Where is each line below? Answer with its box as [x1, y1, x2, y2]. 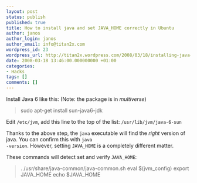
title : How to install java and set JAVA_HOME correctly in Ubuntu [6, 25, 175, 31]
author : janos [6, 30, 41, 36]
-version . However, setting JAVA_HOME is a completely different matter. [6, 142, 174, 149]
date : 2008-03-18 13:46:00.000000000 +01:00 [6, 57, 117, 63]
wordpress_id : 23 [6, 47, 49, 53]
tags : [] [6, 74, 28, 80]
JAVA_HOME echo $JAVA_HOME [20, 171, 101, 178]
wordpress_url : [6, 52, 43, 58]
